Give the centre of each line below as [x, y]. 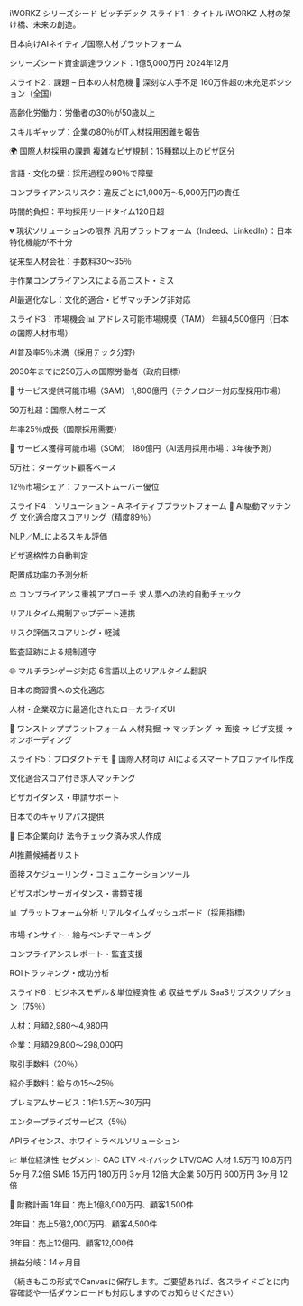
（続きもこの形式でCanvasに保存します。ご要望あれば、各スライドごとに [145, 1281]
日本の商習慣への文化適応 [57, 690]
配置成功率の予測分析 [49, 575]
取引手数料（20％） [46, 1064]
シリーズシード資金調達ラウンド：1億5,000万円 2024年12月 [119, 63]
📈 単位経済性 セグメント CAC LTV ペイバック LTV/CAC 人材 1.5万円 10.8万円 [151, 1160]
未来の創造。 [57, 24]
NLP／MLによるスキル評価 [59, 536]
